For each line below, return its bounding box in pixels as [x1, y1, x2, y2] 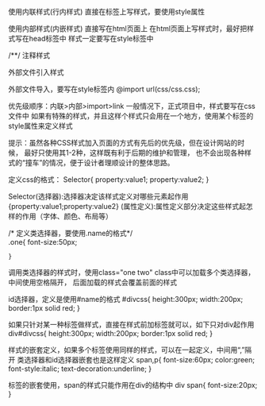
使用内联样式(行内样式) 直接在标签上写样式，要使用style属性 [8, 7, 205, 16]
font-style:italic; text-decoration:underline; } [8, 364, 152, 373]
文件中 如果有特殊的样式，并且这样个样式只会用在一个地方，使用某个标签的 [8, 111, 254, 121]
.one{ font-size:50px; [8, 238, 78, 246]
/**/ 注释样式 [8, 51, 51, 60]
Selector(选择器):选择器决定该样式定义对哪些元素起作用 [8, 191, 189, 201]
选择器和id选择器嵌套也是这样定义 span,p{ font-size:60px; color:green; [23, 355, 255, 364]
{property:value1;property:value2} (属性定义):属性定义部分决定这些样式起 [8, 202, 247, 211]
